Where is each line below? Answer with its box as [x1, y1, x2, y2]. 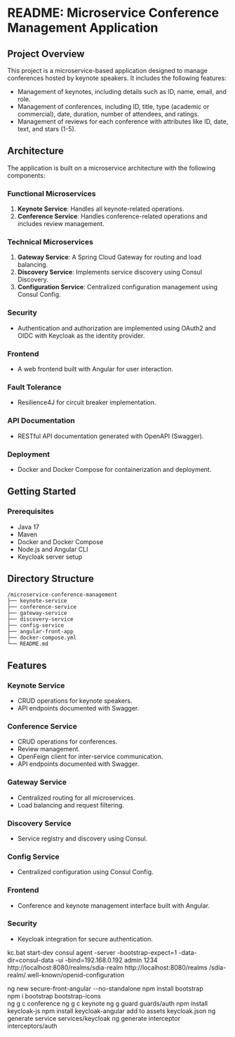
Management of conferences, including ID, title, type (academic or [17, 103, 210, 110]
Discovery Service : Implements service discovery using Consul [17, 268, 202, 277]
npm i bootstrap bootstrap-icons [7, 991, 102, 1000]
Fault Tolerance [7, 382, 62, 392]
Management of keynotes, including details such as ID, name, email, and [17, 88, 227, 95]
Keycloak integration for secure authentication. [17, 934, 153, 943]
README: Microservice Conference [7, 5, 220, 21]
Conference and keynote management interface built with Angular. [17, 901, 210, 910]
